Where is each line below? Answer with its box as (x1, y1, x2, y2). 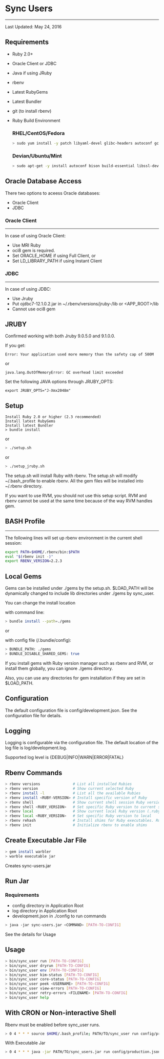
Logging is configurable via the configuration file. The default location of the (5, 740, 159, 746)
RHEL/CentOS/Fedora (12, 129, 65, 136)
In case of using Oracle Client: (5, 233, 66, 239)
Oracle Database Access (5, 177, 82, 185)
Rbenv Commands (5, 768, 62, 777)
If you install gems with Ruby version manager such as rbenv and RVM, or (5, 660, 154, 666)
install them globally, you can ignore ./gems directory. (5, 665, 113, 671)
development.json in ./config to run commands (12, 913, 106, 919)
